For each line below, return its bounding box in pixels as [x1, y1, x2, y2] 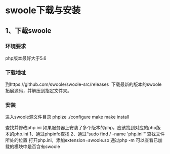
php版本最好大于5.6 [5, 55, 47, 61]
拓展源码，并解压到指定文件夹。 [5, 88, 72, 94]
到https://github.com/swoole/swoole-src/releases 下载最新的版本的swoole [5, 81, 162, 87]
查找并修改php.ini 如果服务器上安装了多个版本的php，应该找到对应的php [5, 125, 157, 131]
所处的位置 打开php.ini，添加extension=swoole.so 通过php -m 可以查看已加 [5, 137, 163, 143]
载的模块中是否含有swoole [5, 143, 60, 149]
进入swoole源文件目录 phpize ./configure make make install [5, 114, 130, 120]
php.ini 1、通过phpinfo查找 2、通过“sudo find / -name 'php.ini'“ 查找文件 [14, 131, 165, 137]
